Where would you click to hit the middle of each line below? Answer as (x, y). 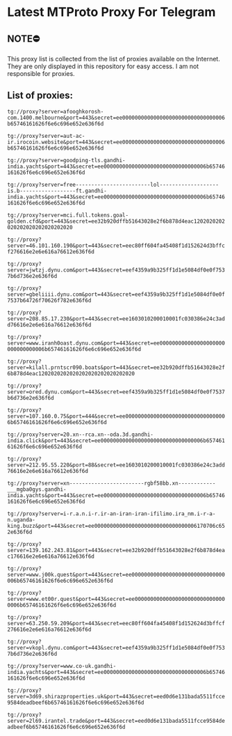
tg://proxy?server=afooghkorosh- (56, 111)
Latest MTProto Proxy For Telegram (111, 12)
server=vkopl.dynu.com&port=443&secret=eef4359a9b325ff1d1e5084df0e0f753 (116, 648)
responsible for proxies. (41, 73)
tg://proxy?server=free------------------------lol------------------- (113, 185)
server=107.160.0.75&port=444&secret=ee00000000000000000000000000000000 (116, 416)
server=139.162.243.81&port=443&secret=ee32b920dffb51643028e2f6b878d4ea (116, 550)
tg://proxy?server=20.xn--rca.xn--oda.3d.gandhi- (81, 434)
